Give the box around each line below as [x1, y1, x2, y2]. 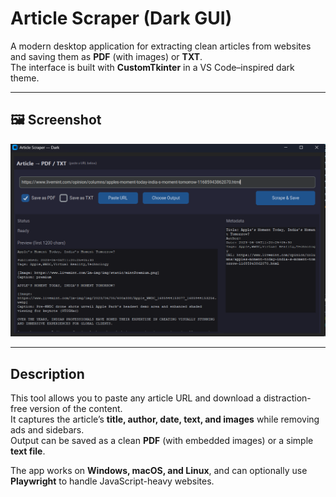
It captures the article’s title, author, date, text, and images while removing [10, 413, 320, 426]
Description [10, 365, 85, 382]
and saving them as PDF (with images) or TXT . [10, 50, 203, 62]
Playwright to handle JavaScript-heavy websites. [10, 475, 215, 487]
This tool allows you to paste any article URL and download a [10, 392, 262, 404]
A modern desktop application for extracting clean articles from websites [10, 40, 312, 52]
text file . [10, 445, 46, 457]
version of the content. [29, 403, 123, 415]
